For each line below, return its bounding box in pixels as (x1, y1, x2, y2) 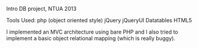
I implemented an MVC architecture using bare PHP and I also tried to (6, 28, 179, 35)
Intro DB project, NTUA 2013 (6, 5, 77, 12)
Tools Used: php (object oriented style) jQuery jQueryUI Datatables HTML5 (6, 17, 193, 23)
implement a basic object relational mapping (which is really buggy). (6, 35, 176, 41)
